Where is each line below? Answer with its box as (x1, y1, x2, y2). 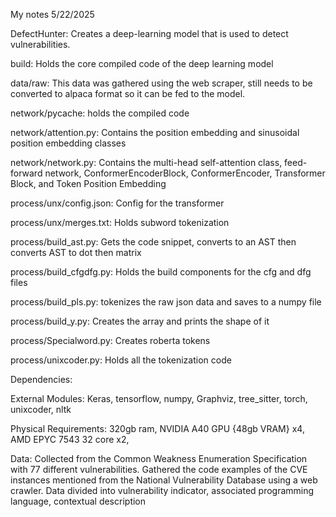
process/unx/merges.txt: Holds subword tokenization (10, 217, 230, 228)
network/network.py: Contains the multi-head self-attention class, (10, 157, 283, 168)
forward (10, 167, 43, 179)
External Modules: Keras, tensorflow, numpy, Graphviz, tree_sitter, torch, (10, 393, 308, 404)
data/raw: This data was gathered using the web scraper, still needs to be (10, 77, 313, 89)
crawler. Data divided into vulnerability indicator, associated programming (10, 485, 315, 496)
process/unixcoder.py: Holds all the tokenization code (10, 354, 232, 366)
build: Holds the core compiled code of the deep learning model (10, 58, 274, 69)
